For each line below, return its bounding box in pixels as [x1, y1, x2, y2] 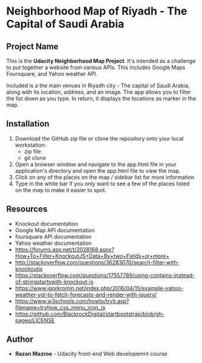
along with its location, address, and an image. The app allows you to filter [6, 88, 192, 95]
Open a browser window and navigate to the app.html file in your [15, 161, 177, 168]
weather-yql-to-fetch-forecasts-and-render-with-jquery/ [15, 291, 157, 298]
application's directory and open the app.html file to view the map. [15, 167, 181, 174]
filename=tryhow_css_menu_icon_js [15, 304, 106, 311]
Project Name [6, 41, 59, 52]
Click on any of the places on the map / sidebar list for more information [15, 173, 195, 181]
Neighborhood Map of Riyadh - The [6, 4, 187, 18]
